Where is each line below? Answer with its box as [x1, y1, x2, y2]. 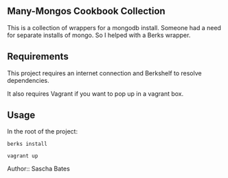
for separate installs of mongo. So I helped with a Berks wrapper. [7, 31, 191, 39]
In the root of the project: [7, 127, 78, 136]
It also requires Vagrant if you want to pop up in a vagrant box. [7, 89, 184, 98]
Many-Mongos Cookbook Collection [7, 5, 166, 17]
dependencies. [7, 76, 49, 84]
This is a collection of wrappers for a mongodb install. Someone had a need [7, 23, 222, 31]
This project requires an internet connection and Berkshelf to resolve [7, 68, 202, 77]
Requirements [7, 51, 69, 62]
